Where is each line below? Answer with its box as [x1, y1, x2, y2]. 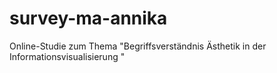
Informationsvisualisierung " [9, 50, 126, 62]
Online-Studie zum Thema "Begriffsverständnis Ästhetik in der [9, 40, 267, 52]
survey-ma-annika [9, 7, 168, 30]
